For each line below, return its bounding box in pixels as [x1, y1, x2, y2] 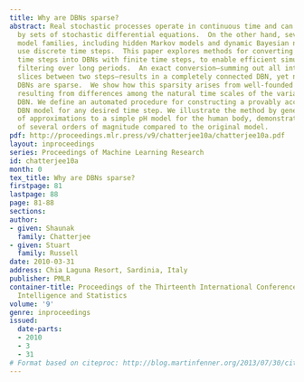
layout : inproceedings [9, 139, 95, 148]
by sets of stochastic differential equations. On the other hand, [17, 30, 281, 39]
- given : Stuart [9, 241, 71, 250]
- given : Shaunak [9, 224, 75, 233]
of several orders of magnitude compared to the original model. [17, 123, 270, 132]
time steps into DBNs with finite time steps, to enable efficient [17, 55, 278, 64]
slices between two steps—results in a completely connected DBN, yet [17, 72, 290, 81]
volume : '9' [9, 300, 54, 309]
